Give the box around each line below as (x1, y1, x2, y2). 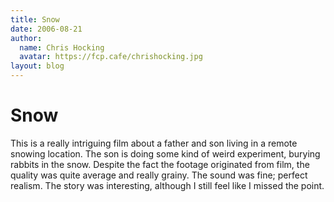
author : (10, 33, 43, 43)
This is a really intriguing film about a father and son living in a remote (10, 137, 298, 149)
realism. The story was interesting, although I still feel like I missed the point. (10, 179, 325, 191)
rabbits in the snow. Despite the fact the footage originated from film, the (10, 158, 310, 170)
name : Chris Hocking (19, 42, 105, 53)
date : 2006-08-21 (10, 24, 83, 34)
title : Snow (10, 14, 60, 25)
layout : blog (10, 61, 65, 71)
